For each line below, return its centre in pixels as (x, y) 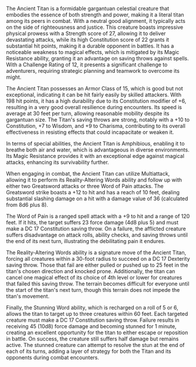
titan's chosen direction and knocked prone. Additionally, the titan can (91, 271)
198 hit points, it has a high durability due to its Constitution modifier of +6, (96, 101)
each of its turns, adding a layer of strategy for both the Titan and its (89, 351)
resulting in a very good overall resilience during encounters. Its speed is (94, 107)
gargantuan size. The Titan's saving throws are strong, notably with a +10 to (98, 119)
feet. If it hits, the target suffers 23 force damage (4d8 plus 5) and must (92, 222)
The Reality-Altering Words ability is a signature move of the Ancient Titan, (96, 252)
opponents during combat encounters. (53, 357)
